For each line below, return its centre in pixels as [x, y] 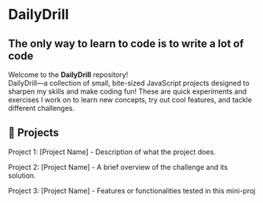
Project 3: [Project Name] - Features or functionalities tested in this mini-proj [132, 190]
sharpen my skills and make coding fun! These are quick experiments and [128, 91]
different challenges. [42, 108]
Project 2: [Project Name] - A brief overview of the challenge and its [118, 167]
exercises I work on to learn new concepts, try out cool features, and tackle [130, 100]
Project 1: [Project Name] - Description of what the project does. [112, 152]
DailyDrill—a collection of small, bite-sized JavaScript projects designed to [129, 83]
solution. [22, 175]
